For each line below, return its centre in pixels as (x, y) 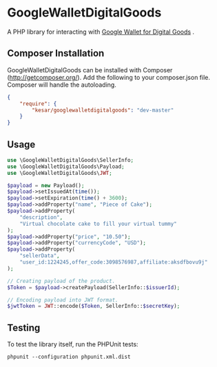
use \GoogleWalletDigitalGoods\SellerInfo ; (71, 160)
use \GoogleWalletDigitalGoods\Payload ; (66, 167)
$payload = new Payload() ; (46, 185)
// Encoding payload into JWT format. (63, 300)
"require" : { (38, 104)
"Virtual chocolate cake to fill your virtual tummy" (98, 224)
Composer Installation (56, 53)
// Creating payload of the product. (61, 281)
